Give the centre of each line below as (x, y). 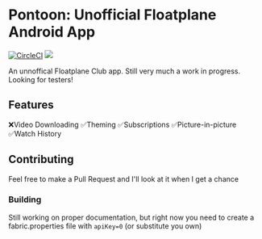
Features (31, 105)
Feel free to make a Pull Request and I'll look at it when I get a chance (124, 178)
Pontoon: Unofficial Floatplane (112, 15)
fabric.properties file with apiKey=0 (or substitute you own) (105, 226)
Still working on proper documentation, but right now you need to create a (131, 217)
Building (25, 199)
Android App (52, 32)
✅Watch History (35, 133)
